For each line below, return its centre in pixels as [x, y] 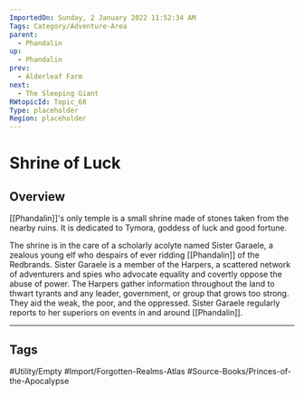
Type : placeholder [44, 110]
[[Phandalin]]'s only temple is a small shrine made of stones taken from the [149, 219]
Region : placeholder [48, 118]
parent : [24, 34]
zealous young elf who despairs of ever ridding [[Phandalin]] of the [134, 255]
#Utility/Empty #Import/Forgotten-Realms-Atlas [97, 371]
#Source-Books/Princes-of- [239, 371]
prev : [19, 69]
